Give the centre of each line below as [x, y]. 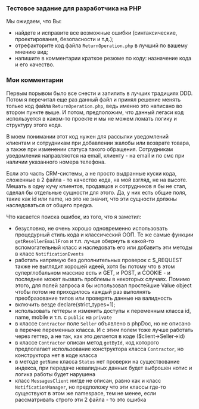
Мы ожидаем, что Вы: [34, 21]
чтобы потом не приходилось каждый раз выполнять [83, 291]
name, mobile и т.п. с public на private [63, 317]
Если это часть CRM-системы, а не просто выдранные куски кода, [91, 173]
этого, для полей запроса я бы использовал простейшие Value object [103, 285]
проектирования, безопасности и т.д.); [64, 39]
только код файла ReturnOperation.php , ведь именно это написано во [94, 106]
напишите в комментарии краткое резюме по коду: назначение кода [103, 59]
